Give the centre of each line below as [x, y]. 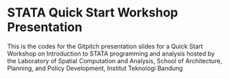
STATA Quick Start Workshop [93, 13]
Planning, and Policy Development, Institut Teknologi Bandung [95, 68]
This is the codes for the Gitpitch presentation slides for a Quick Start [105, 46]
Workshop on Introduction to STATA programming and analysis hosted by [111, 54]
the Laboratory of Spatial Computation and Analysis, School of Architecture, [115, 60]
